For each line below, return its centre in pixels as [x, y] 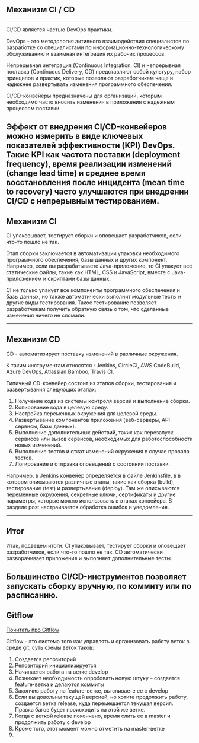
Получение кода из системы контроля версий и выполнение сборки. [102, 401]
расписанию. [32, 596]
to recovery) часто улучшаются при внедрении [98, 192]
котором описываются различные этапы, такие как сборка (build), [90, 482]
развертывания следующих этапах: [51, 389]
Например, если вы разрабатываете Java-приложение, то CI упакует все [99, 266]
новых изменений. [38, 445]
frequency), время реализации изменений [89, 164]
